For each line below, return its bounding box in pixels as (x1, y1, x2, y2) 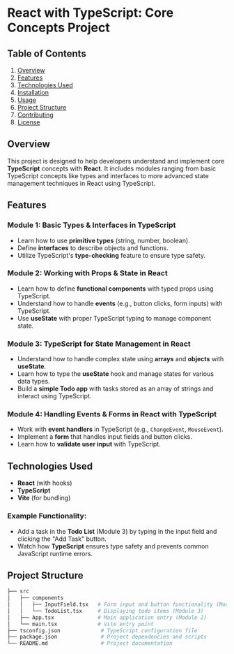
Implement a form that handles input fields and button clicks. (17, 433, 193, 441)
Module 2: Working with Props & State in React (7, 268, 169, 278)
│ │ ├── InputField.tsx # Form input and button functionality (7, 601, 214, 609)
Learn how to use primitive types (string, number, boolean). (17, 236, 190, 245)
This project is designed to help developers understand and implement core (7, 157, 225, 165)
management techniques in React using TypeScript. (7, 179, 155, 187)
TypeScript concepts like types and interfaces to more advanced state (7, 171, 209, 180)
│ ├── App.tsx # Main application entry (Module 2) (7, 613, 208, 621)
